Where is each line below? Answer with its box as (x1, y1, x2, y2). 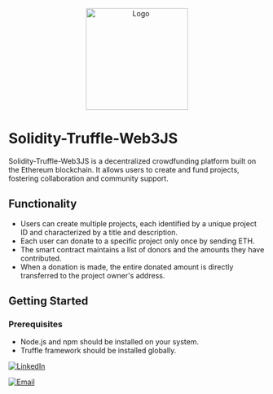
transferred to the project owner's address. (20, 270, 165, 280)
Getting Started (8, 294, 89, 309)
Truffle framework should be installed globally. (20, 346, 177, 356)
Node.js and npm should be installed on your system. (20, 337, 200, 347)
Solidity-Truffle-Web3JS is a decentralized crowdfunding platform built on (8, 155, 257, 166)
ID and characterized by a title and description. (20, 227, 178, 237)
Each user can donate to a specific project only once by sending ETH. (20, 236, 255, 246)
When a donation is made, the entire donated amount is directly (20, 261, 234, 272)
